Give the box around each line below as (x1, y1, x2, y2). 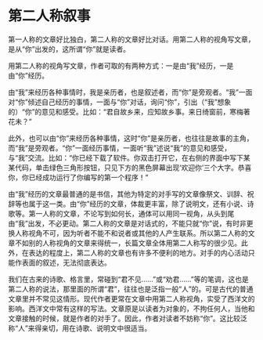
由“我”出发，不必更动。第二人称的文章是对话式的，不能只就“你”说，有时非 (8, 219, 247, 228)
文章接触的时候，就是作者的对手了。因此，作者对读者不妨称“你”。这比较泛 (8, 313, 248, 323)
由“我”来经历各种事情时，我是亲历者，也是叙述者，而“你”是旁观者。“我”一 (8, 87, 246, 96)
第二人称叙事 (8, 7, 92, 25)
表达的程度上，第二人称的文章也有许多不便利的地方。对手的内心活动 (28, 248, 248, 257)
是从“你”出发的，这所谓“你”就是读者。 (8, 44, 131, 53)
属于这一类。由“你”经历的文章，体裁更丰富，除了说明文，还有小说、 (28, 199, 248, 208)
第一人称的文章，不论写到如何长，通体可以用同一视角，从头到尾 (28, 208, 235, 218)
